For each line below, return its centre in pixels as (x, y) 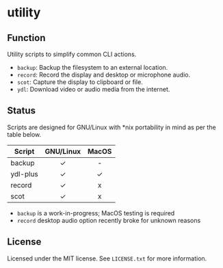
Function (26, 38)
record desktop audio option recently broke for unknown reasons (109, 220)
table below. (24, 134)
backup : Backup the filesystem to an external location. (92, 67)
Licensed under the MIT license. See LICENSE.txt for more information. (107, 258)
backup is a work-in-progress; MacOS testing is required (96, 213)
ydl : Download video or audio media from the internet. (93, 89)
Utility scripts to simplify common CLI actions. (72, 54)
